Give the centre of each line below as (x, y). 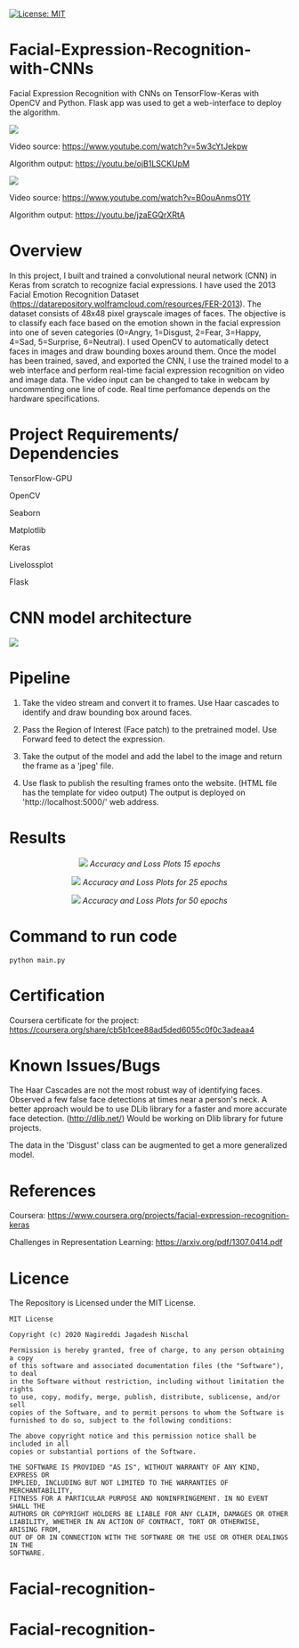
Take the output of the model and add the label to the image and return (152, 756)
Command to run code (93, 936)
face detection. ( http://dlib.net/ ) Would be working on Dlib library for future (146, 1119)
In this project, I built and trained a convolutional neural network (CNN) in (143, 275)
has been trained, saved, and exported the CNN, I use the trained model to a (149, 360)
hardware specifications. (55, 398)
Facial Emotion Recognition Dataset (74, 294)
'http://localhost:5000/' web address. (90, 801)
